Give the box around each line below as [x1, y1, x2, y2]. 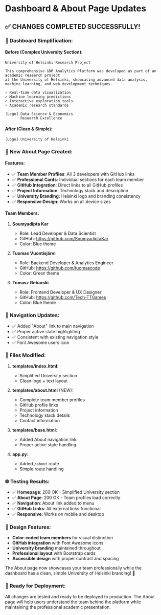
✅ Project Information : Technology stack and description [12, 188, 129, 194]
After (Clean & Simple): [5, 126, 53, 132]
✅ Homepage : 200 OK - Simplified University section [12, 489, 120, 495]
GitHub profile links [19, 402, 59, 408]
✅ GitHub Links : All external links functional [12, 506, 101, 512]
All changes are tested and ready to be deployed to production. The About [5, 593, 155, 599]
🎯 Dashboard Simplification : [5, 37, 73, 44]
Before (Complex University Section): [5, 49, 83, 55]
